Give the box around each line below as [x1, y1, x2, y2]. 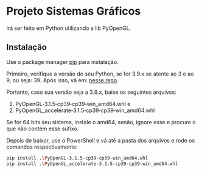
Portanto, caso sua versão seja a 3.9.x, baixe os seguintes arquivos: [6, 88, 176, 96]
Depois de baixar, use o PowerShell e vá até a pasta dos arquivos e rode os [6, 136, 195, 144]
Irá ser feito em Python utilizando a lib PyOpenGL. [6, 24, 131, 32]
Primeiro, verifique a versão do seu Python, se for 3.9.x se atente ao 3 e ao [6, 70, 194, 77]
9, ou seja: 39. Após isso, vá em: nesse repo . [6, 76, 119, 83]
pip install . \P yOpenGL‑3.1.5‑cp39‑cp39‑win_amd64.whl [6, 155, 148, 161]
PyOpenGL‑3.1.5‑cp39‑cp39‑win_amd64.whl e [15, 100, 131, 107]
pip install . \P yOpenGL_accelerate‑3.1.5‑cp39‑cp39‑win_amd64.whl [6, 160, 178, 167]
